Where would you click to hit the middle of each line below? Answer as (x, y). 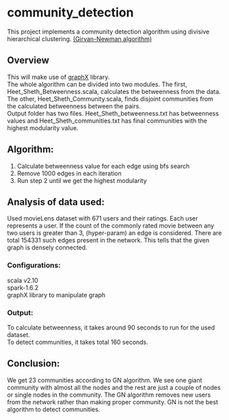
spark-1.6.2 (23, 287)
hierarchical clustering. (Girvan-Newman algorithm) (80, 38)
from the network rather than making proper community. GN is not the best (113, 402)
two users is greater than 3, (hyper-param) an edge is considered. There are (114, 233)
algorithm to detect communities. (54, 409)
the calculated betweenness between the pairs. (74, 106)
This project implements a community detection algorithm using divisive (108, 32)
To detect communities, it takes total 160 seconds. (78, 342)
